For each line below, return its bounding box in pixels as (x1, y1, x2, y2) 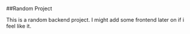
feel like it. (6, 23, 32, 29)
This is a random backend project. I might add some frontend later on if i (6, 16, 184, 23)
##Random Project (6, 5, 53, 12)
